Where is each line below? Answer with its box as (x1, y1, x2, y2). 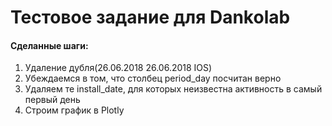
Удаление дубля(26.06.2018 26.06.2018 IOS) (24, 62, 213, 74)
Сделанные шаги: (10, 39, 89, 51)
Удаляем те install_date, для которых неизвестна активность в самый (24, 83, 323, 95)
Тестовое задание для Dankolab (10, 6, 291, 29)
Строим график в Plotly (24, 104, 125, 116)
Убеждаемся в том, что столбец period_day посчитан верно (24, 72, 282, 85)
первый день (24, 94, 81, 106)
